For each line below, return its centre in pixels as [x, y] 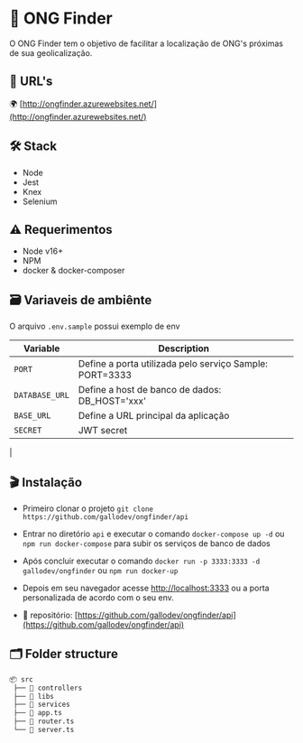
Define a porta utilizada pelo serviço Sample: [173, 364]
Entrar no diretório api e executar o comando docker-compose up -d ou [153, 534]
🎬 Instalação [46, 482]
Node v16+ [42, 251]
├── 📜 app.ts [38, 713]
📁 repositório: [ [50, 615]
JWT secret [103, 431]
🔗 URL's [31, 82]
